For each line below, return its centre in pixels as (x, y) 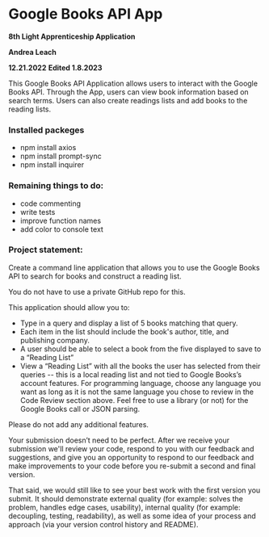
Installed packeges (46, 130)
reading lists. (29, 109)
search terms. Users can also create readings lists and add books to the (128, 100)
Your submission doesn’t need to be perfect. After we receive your (119, 440)
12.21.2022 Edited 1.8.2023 (55, 67)
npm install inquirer (52, 165)
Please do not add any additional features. (79, 424)
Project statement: (46, 250)
